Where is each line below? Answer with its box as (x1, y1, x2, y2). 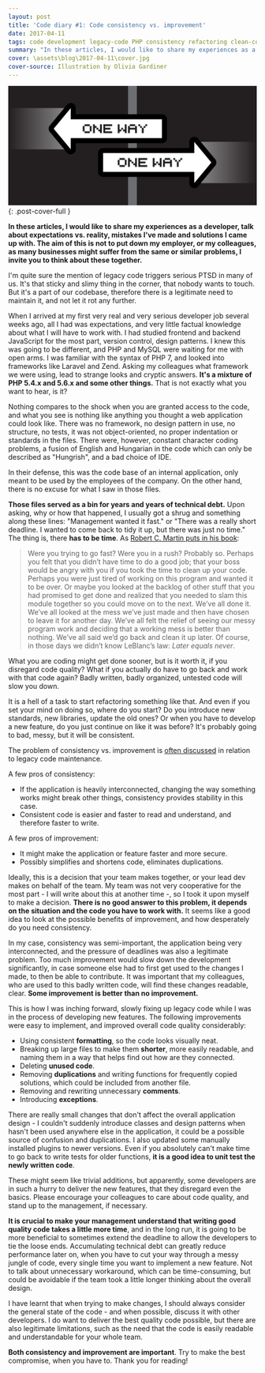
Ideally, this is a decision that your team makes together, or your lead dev (8, 873, 246, 882)
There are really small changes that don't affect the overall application (8, 1110, 236, 1119)
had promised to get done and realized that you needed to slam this (27, 591, 248, 600)
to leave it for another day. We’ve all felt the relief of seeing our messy (27, 616, 256, 626)
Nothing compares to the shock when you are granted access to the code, (8, 402, 250, 412)
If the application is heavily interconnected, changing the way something (19, 784, 256, 794)
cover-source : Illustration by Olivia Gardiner (8, 63, 168, 71)
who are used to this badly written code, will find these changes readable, (8, 980, 248, 990)
